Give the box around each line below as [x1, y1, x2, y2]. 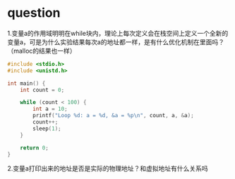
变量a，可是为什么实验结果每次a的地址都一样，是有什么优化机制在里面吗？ [7, 37, 224, 46]
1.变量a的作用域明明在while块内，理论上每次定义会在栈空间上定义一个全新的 [7, 29, 229, 37]
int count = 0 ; [20, 86, 65, 93]
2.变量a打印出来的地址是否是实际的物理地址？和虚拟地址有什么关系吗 [7, 164, 208, 173]
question [7, 5, 61, 21]
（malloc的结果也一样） [7, 46, 76, 55]
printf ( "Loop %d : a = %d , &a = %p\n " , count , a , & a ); [32, 112, 194, 119]
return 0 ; [20, 144, 49, 152]
